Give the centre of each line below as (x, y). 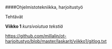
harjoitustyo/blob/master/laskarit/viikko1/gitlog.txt (56, 41)
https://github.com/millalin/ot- (36, 36)
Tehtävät (14, 17)
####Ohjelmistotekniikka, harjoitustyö (44, 7)
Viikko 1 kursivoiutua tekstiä (34, 26)
